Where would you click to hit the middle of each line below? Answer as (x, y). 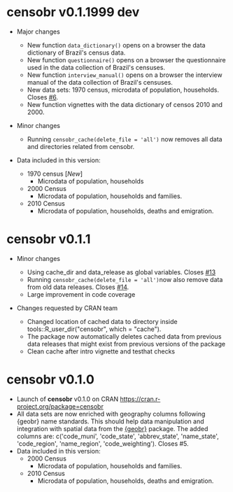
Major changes (38, 31)
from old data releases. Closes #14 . (78, 287)
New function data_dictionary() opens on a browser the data (116, 45)
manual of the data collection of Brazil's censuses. (100, 82)
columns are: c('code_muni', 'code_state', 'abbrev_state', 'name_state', (118, 436)
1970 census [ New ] (55, 174)
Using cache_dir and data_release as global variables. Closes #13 (121, 272)
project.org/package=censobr (60, 406)
